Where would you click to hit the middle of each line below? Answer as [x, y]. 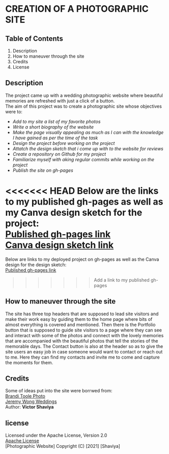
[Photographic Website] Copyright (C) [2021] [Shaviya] [63, 446]
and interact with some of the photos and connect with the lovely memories [84, 335]
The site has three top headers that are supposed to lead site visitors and [82, 314]
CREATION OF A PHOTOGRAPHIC [77, 9]
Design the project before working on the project [64, 143]
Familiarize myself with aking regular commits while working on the [83, 159]
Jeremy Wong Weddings [31, 401]
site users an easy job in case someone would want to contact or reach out [84, 351]
